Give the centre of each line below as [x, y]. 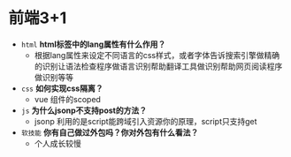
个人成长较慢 [57, 143]
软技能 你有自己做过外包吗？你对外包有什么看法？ [110, 132]
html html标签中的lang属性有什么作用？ [93, 44]
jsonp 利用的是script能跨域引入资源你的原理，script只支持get [145, 121]
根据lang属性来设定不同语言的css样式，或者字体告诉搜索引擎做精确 [157, 55]
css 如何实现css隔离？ [62, 88]
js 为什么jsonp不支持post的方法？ [84, 110]
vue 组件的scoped [67, 99]
